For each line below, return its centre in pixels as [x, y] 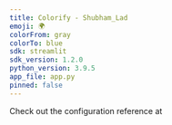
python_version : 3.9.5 [52, 69]
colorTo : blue [36, 43]
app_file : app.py [42, 77]
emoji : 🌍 [27, 26]
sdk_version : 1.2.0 [46, 60]
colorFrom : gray [40, 34]
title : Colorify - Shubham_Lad [69, 18]
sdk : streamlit [38, 52]
